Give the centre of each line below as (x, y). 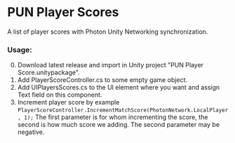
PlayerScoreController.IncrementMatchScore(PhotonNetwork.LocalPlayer (123, 110)
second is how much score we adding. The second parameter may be (118, 125)
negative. (31, 132)
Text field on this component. (60, 95)
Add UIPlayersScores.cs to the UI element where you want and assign (119, 88)
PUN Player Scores (63, 12)
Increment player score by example (68, 102)
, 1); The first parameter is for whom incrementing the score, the (113, 117)
